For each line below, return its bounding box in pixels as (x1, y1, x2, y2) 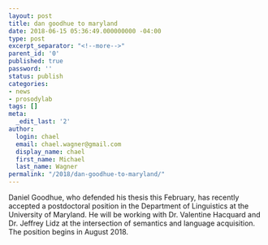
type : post (8, 34, 45, 43)
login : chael (15, 132, 60, 140)
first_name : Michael (15, 155, 85, 163)
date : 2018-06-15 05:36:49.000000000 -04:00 (8, 27, 162, 35)
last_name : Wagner (15, 163, 79, 171)
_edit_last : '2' (15, 118, 71, 126)
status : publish (8, 72, 63, 80)
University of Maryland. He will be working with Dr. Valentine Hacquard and (8, 210, 262, 219)
